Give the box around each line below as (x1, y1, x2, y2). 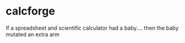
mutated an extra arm (5, 30, 60, 38)
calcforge (5, 4, 55, 18)
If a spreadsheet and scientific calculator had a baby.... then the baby (5, 24, 179, 31)
